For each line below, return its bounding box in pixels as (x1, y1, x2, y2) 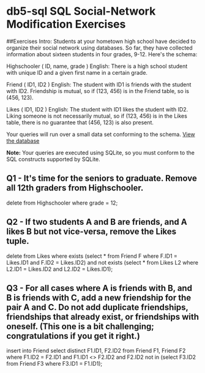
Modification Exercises (6, 17, 126, 31)
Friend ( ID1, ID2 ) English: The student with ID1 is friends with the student (6, 81, 192, 88)
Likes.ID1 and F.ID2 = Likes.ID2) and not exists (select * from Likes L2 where (6, 258, 199, 266)
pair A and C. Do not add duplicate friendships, (6, 302, 188, 312)
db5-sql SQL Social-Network (6, 4, 156, 18)
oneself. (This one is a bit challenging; (6, 321, 155, 331)
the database (6, 137, 40, 145)
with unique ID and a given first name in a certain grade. (6, 69, 148, 76)
